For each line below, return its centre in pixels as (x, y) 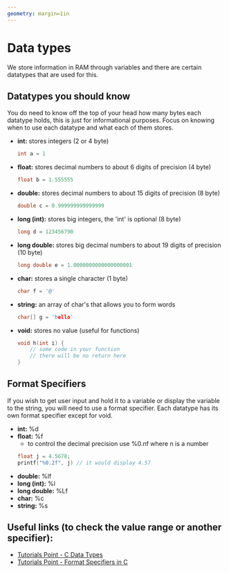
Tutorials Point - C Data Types (60, 555)
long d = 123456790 (45, 232)
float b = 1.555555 (45, 180)
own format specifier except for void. (60, 415)
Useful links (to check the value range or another (114, 527)
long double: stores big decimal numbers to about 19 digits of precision (119, 245)
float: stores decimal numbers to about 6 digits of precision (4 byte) (114, 167)
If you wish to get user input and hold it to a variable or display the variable (113, 400)
